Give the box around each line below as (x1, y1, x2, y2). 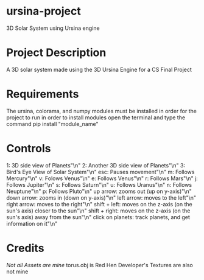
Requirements (6, 87, 79, 101)
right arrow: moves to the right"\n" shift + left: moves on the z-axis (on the (6, 200, 193, 208)
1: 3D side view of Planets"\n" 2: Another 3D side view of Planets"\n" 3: (6, 161, 186, 169)
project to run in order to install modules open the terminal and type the (6, 114, 186, 121)
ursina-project (6, 4, 81, 18)
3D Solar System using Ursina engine (6, 24, 100, 32)
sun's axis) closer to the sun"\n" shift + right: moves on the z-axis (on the (6, 207, 191, 214)
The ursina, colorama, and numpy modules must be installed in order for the (6, 107, 197, 114)
